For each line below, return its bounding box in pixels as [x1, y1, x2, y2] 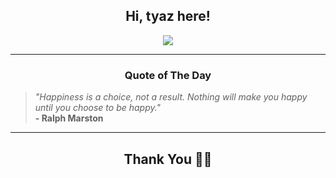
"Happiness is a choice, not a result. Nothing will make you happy [34, 91, 308, 103]
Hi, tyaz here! [125, 8, 211, 25]
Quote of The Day [124, 68, 212, 82]
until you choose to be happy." [34, 102, 162, 114]
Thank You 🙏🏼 [123, 150, 213, 168]
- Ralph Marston [34, 112, 104, 124]
